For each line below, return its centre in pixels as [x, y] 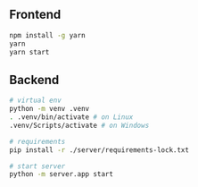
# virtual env [36, 101]
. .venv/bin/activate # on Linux [71, 117]
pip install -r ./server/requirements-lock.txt [99, 150]
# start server [37, 166]
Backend [34, 80]
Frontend [35, 15]
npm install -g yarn [48, 35]
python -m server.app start [62, 174]
